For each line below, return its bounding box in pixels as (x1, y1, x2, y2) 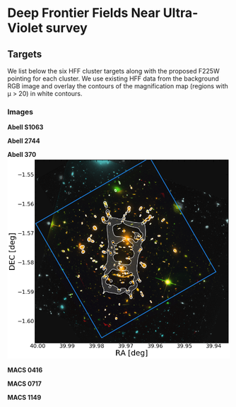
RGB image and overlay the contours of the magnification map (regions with (7, 82, 228, 90)
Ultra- (163, 5, 199, 21)
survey (45, 20, 88, 36)
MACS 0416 (7, 366, 43, 374)
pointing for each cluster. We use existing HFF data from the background (7, 74, 219, 83)
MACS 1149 (7, 394, 42, 402)
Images (7, 107, 34, 117)
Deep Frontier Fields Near (7, 5, 160, 21)
